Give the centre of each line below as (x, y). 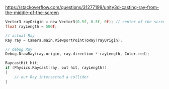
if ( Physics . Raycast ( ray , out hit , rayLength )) (56, 68)
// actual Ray (20, 35)
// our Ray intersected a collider (52, 77)
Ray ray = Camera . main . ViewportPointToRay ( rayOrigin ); (64, 40)
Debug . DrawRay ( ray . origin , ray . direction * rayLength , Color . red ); (77, 54)
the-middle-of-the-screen (32, 13)
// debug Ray (19, 49)
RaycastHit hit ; (22, 63)
